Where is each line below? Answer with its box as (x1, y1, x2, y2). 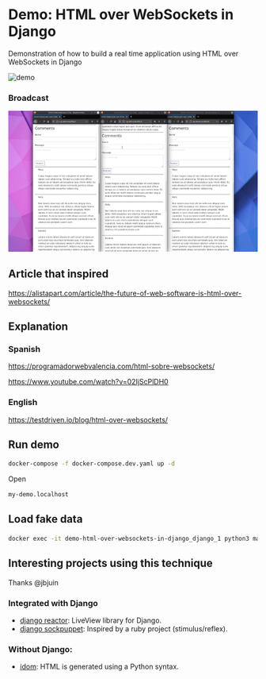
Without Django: (8, 643, 73, 654)
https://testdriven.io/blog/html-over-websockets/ (8, 415, 169, 424)
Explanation (8, 319, 69, 333)
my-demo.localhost (8, 491, 69, 499)
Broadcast (8, 92, 49, 103)
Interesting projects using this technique (8, 557, 214, 570)
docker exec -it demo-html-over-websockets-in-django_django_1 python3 (8, 534, 249, 542)
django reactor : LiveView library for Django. (19, 615, 162, 625)
